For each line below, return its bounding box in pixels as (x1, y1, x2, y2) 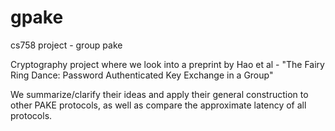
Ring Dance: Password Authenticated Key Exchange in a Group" (10, 69, 274, 81)
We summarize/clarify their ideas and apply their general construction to (10, 88, 309, 100)
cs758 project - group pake (10, 39, 123, 51)
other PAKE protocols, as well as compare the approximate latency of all (10, 99, 307, 111)
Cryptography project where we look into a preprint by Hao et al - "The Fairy (10, 58, 325, 70)
